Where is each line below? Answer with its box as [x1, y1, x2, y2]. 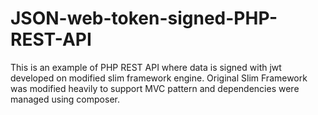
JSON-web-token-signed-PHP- [10, 7, 278, 30]
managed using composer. [10, 93, 120, 105]
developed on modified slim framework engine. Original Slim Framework [10, 72, 308, 84]
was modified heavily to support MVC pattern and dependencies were [10, 82, 300, 94]
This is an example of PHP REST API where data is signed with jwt [10, 61, 282, 73]
